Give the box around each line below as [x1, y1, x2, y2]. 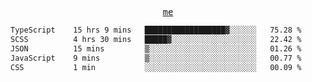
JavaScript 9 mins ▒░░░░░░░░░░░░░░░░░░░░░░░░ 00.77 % [10, 53, 302, 63]
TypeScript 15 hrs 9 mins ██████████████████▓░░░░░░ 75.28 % [10, 25, 302, 35]
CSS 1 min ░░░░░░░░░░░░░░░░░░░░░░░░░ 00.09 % [10, 62, 302, 72]
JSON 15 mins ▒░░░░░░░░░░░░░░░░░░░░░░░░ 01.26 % [10, 43, 302, 54]
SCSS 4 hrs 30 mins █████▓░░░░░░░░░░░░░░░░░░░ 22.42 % [10, 34, 302, 44]
